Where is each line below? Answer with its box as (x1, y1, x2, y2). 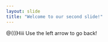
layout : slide (6, 8, 41, 14)
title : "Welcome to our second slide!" (6, 14, 103, 20)
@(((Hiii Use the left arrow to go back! (6, 29, 97, 36)
